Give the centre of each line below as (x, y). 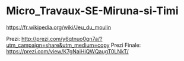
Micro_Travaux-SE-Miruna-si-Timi (92, 11)
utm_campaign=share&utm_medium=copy (58, 45)
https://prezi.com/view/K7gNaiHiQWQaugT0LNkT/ (67, 51)
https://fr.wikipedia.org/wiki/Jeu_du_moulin (59, 27)
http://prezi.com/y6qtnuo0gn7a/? (62, 38)
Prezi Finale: (126, 45)
